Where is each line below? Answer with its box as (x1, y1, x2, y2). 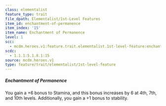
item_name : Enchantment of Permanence (5, 30, 85, 35)
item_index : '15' (5, 26, 41, 31)
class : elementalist (5, 7, 48, 12)
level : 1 (5, 35, 23, 40)
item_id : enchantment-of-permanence (5, 21, 81, 26)
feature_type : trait (5, 12, 48, 17)
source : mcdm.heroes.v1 (5, 58, 54, 63)
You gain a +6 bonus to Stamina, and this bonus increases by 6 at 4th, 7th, (5, 90, 157, 96)
